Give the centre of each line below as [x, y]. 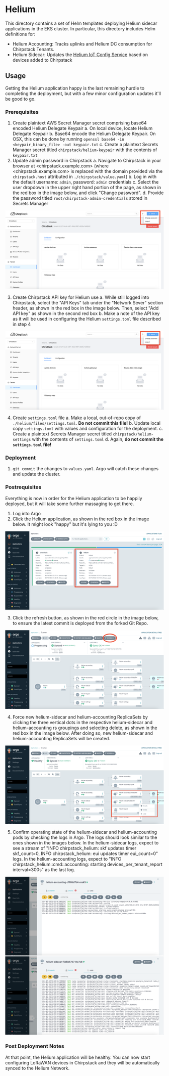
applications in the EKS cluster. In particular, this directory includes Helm [80, 28]
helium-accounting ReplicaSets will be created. [61, 738]
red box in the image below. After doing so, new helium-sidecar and [83, 733]
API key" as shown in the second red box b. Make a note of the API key [86, 313]
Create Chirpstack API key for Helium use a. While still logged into [81, 297]
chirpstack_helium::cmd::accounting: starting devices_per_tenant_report [87, 864]
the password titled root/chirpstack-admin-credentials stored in [80, 198]
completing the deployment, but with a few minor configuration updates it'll [83, 93]
